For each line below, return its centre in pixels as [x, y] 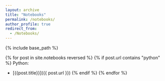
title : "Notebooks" [26, 15]
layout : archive [22, 10]
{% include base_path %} [32, 48]
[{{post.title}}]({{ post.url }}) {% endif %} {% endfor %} [70, 73]
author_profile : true [28, 24]
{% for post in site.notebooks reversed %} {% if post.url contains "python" [83, 58]
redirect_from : [21, 29]
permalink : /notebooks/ [30, 19]
